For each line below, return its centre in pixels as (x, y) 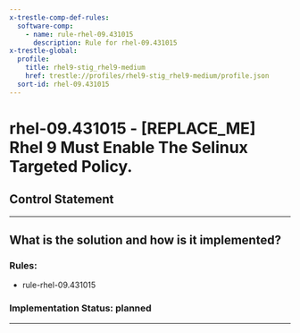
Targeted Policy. (71, 166)
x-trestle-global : (43, 51)
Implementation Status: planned (80, 308)
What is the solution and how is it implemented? (145, 240)
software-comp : (46, 26)
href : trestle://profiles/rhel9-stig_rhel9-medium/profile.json (147, 76)
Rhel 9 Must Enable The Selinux (129, 147)
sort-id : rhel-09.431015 (63, 84)
